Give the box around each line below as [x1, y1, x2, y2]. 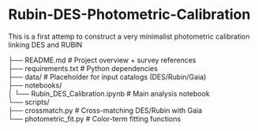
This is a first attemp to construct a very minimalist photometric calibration [8, 32, 250, 41]
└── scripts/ [8, 97, 50, 107]
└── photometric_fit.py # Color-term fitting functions [8, 114, 181, 123]
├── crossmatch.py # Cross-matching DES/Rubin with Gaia [8, 105, 203, 115]
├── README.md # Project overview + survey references [8, 55, 196, 65]
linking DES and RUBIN [8, 39, 83, 49]
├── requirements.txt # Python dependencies [8, 63, 158, 73]
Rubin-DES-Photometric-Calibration [8, 6, 251, 24]
